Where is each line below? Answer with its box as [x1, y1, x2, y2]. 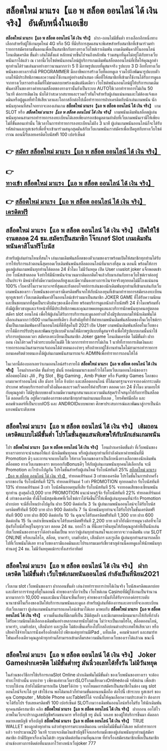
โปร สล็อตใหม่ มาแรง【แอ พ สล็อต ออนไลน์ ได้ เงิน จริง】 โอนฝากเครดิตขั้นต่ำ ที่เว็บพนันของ [5, 444, 158, 450]
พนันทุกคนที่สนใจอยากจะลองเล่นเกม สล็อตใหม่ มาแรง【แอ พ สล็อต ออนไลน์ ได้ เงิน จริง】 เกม [5, 103, 161, 109]
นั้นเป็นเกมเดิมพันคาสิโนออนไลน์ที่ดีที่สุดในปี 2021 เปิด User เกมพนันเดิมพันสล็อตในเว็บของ [5, 322, 159, 328]
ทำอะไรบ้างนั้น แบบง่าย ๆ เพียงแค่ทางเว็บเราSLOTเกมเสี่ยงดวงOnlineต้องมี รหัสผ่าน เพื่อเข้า [5, 677, 156, 683]
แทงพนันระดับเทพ [5, 406, 35, 412]
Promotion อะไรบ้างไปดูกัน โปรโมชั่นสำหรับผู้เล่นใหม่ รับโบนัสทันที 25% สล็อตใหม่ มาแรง [5, 467, 157, 473]
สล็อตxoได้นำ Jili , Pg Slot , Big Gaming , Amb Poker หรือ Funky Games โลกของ [5, 373, 158, 378]
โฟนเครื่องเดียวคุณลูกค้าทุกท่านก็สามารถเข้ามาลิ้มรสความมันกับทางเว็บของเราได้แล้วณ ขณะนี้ [5, 634, 155, 640]
